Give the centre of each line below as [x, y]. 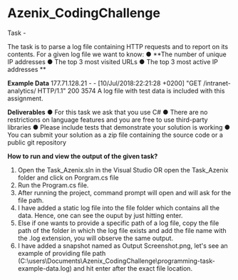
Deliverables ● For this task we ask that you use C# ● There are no [108, 112]
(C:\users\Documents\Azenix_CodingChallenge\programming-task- [116, 261]
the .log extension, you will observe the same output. [95, 238]
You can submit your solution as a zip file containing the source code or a [115, 135]
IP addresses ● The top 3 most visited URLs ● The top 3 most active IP [113, 61]
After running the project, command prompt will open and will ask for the [124, 192]
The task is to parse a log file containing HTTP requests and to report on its [118, 46]
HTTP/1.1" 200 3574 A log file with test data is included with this [131, 90]
